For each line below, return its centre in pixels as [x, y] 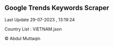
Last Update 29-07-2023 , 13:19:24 [40, 19]
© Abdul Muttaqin [23, 38]
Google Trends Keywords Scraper [57, 8]
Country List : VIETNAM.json [33, 29]
